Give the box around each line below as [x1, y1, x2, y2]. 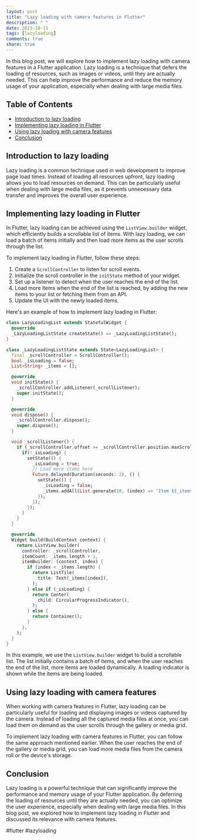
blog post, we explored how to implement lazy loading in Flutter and [6, 809, 170, 816]
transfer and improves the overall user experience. [6, 192, 128, 199]
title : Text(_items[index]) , [37, 575, 109, 581]
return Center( [32, 592, 69, 598]
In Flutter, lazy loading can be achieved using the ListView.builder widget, [6, 224, 188, 231]
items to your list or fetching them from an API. [14, 291, 128, 298]
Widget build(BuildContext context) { [11, 536, 107, 543]
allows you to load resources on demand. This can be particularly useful [6, 179, 181, 186]
